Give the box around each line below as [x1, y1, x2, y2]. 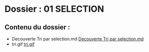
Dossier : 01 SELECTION [4, 3, 104, 15]
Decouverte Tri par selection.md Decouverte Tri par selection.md [11, 36, 144, 42]
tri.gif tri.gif [11, 41, 35, 47]
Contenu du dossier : [4, 23, 70, 31]
